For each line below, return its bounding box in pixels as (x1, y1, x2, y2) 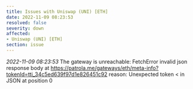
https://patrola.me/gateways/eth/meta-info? (50, 64, 159, 71)
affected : (6, 31, 31, 37)
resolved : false (6, 20, 47, 26)
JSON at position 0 (6, 77, 53, 84)
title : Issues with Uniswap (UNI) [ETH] (6, 8, 109, 15)
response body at (6, 64, 50, 71)
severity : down (6, 25, 44, 31)
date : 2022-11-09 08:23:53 (6, 14, 73, 20)
